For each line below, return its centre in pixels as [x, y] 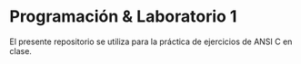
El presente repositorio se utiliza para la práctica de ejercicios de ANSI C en [151, 41]
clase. [20, 50]
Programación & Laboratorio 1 [123, 17]
